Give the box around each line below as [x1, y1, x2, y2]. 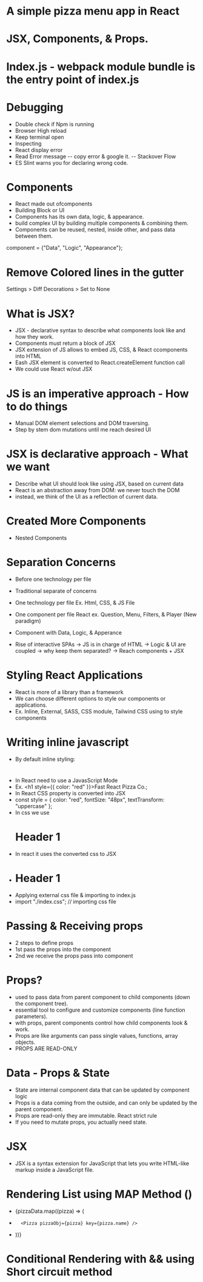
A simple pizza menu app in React [6, 4, 180, 18]
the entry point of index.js [6, 73, 139, 86]
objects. [15, 1038, 36, 1046]
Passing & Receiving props [6, 920, 144, 933]
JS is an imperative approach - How [6, 387, 189, 401]
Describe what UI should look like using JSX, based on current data [15, 480, 184, 487]
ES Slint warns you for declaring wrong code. [15, 159, 128, 166]
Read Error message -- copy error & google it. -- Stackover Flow [15, 153, 176, 160]
